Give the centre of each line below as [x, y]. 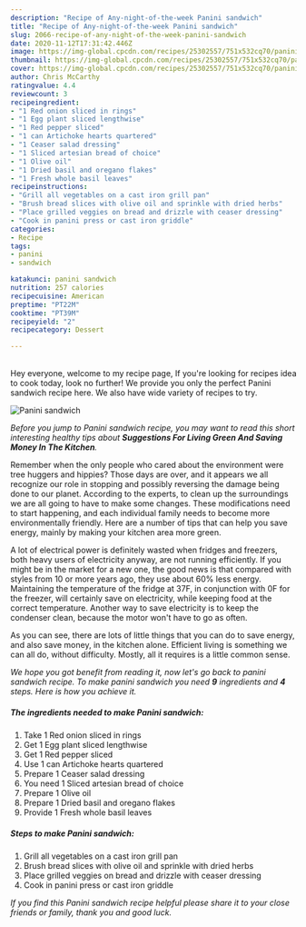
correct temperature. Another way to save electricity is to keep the [135, 608]
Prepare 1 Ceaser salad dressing [84, 774]
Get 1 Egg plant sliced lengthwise [85, 745]
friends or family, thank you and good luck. [91, 912]
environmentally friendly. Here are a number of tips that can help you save [149, 523]
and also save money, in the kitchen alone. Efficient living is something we [149, 645]
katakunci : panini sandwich [64, 279]
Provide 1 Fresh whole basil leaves [88, 812]
